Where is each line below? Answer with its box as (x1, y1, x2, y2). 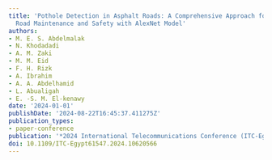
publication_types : (8, 117, 74, 125)
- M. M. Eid (8, 57, 49, 65)
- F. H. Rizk (8, 65, 53, 73)
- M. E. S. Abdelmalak (8, 34, 85, 43)
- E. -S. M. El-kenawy (8, 95, 85, 103)
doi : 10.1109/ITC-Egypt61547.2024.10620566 (8, 139, 158, 148)
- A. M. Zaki (8, 49, 53, 57)
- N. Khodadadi (8, 42, 60, 50)
